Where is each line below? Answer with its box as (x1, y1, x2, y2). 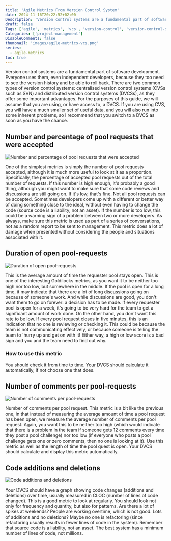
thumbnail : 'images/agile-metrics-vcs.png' (5, 41, 99, 46)
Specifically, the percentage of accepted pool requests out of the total (5, 174, 153, 181)
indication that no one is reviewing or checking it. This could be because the (5, 321, 165, 327)
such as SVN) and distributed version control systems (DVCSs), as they (5, 90, 155, 97)
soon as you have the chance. (5, 118, 68, 124)
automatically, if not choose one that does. (5, 367, 95, 373)
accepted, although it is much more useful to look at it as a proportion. (5, 169, 153, 175)
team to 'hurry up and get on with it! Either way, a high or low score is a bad (5, 332, 164, 338)
